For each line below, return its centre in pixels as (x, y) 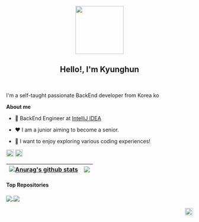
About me (19, 107)
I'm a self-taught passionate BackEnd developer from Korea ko (83, 95)
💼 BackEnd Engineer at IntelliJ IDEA (58, 118)
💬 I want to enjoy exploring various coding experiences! (83, 141)
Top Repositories (28, 185)
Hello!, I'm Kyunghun (99, 70)
